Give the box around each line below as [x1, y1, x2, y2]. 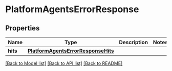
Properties [5, 24, 40, 32]
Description [119, 39, 148, 46]
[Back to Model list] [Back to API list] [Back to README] [5, 60, 123, 66]
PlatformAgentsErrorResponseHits [27, 47, 114, 54]
